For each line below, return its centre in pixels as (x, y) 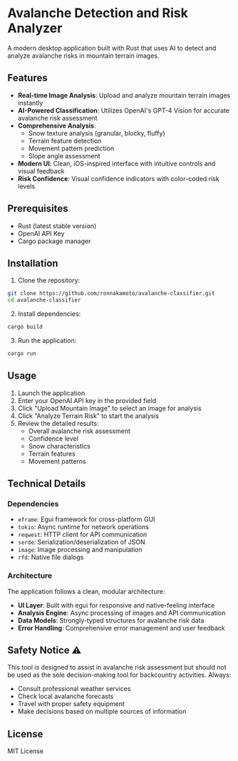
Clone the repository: (49, 280)
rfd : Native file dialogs (51, 557)
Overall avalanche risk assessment (79, 431)
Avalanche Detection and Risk (98, 13)
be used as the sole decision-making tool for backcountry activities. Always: (119, 675)
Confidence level (53, 438)
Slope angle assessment (64, 155)
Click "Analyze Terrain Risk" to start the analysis (88, 416)
